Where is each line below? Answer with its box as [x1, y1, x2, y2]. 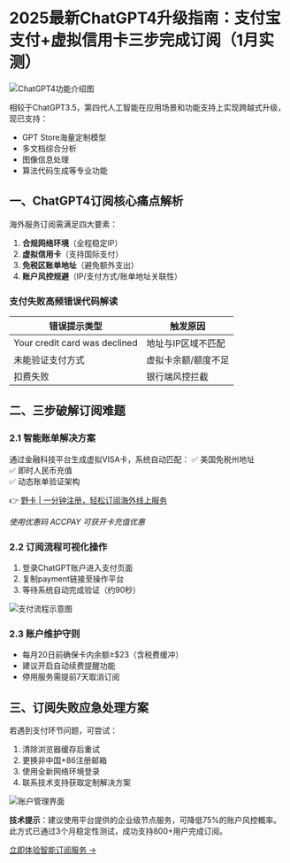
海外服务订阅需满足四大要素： [9, 219, 118, 229]
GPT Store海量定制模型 [21, 132, 107, 143]
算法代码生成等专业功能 [21, 165, 108, 175]
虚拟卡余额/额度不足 [145, 354, 230, 366]
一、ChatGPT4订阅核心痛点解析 [9, 194, 184, 209]
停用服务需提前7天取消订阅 [21, 672, 120, 682]
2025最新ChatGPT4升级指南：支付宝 [9, 8, 281, 28]
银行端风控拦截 [145, 371, 209, 383]
